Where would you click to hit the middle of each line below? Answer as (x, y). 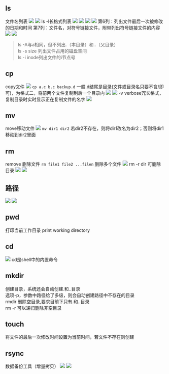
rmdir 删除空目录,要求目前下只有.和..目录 (47, 301)
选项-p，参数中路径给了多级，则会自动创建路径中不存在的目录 (70, 295)
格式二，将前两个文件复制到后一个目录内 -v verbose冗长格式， (92, 93)
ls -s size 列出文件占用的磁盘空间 (52, 51)
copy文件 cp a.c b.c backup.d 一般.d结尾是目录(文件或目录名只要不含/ (82, 87)
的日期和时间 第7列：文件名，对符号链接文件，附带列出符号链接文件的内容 (83, 28)
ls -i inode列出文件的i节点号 (46, 57)
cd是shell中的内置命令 (35, 259)
